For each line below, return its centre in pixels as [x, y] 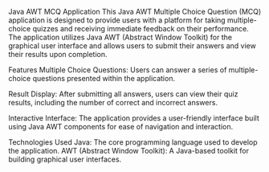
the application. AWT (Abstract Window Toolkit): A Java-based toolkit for [128, 151]
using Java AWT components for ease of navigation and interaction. [121, 127]
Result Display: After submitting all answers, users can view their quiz [123, 94]
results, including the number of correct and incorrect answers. [113, 102]
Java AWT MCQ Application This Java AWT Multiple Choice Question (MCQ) [135, 12]
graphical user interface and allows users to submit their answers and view [132, 46]
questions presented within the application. [104, 78]
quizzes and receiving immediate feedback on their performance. [141, 29]
